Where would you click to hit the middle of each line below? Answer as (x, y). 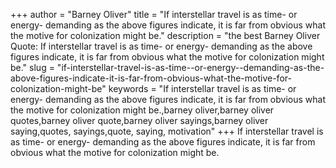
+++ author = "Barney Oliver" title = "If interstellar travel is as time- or (154, 14)
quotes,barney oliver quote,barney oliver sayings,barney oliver (139, 120)
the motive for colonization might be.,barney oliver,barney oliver (142, 110)
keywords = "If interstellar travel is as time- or (202, 88)
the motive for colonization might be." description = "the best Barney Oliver (165, 35)
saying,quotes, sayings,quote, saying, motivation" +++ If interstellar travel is (167, 131)
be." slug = (32, 67)
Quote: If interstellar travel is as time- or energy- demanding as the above (161, 46)
